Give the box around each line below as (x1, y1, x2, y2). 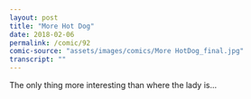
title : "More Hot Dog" (9, 22, 95, 31)
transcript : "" (9, 55, 67, 64)
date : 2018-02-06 (9, 30, 75, 39)
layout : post (9, 13, 59, 22)
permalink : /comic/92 (9, 38, 91, 48)
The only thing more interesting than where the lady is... (9, 80, 218, 90)
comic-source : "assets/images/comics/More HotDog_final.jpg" (9, 47, 245, 56)
